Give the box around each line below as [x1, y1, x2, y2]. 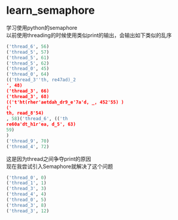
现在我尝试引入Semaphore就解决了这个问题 [6, 163, 113, 170]
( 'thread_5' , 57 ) [6, 49, 50, 55]
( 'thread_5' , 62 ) [6, 60, 50, 66]
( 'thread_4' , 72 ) [6, 143, 50, 149]
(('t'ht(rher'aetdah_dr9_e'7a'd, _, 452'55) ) [6, 99, 124, 105]
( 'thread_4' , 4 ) [6, 191, 47, 197]
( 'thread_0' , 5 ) [6, 197, 47, 203]
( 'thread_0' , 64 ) [6, 71, 50, 78]
